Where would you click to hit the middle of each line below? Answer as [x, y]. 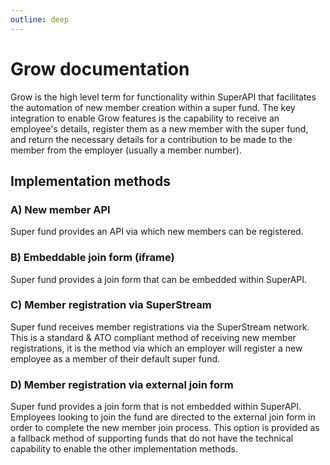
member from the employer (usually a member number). [126, 150]
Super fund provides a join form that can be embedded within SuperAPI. [159, 279]
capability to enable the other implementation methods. [124, 449]
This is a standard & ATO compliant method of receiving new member [153, 337]
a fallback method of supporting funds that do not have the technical [152, 438]
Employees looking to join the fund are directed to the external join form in [163, 417]
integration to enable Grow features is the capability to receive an [145, 118]
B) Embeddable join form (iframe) [92, 258]
